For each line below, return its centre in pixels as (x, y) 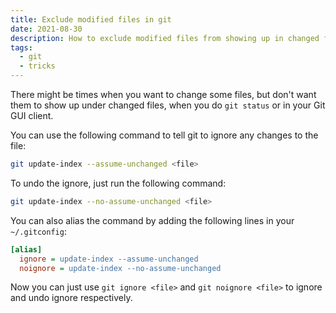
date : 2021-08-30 (46, 29)
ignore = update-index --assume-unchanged (109, 259)
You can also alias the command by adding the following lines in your (152, 220)
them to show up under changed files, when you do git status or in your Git (168, 105)
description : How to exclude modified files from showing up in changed (165, 38)
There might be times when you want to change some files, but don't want (163, 94)
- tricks (37, 66)
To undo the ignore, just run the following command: (118, 183)
